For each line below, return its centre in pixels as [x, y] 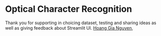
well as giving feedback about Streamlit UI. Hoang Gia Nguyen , [69, 28]
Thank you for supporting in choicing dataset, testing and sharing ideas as [81, 23]
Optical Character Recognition [69, 9]
